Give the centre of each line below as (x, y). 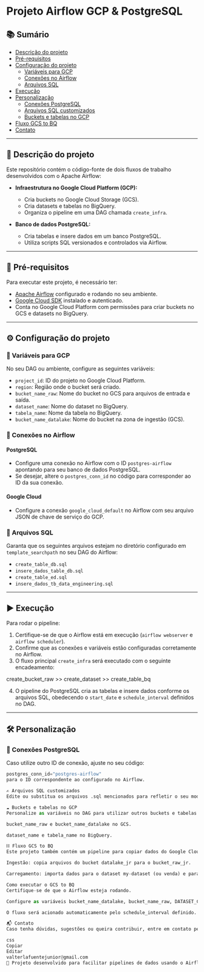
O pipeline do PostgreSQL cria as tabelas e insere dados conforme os (102, 690)
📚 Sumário (28, 34)
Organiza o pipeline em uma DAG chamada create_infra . (96, 212)
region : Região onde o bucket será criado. (68, 387)
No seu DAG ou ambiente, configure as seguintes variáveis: (80, 369)
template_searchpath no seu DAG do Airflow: (62, 552)
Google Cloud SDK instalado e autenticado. (69, 300)
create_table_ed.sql (41, 577)
